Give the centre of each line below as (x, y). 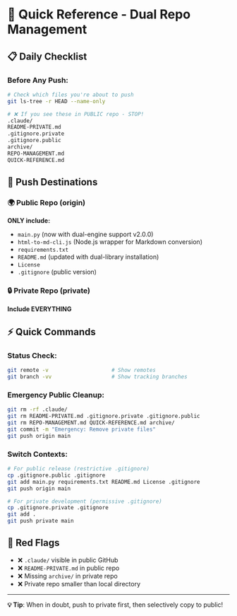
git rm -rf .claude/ (38, 409)
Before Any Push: (38, 80)
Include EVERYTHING (39, 309)
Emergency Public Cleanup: (56, 395)
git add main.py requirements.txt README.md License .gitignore (104, 482)
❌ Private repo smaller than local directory (79, 583)
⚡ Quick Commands (52, 332)
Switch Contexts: (38, 454)
